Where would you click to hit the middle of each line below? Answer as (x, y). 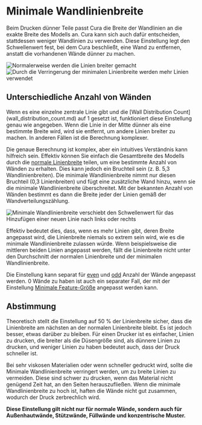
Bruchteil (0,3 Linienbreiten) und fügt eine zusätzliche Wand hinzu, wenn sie (101, 181)
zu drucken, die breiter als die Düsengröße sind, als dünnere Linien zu (93, 340)
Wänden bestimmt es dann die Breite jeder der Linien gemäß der (87, 194)
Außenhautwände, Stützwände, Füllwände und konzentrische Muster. (96, 415)
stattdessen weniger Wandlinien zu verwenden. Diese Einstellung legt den (98, 41)
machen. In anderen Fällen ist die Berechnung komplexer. (77, 137)
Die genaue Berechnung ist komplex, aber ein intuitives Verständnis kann (97, 149)
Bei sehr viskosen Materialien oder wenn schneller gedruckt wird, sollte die (99, 365)
